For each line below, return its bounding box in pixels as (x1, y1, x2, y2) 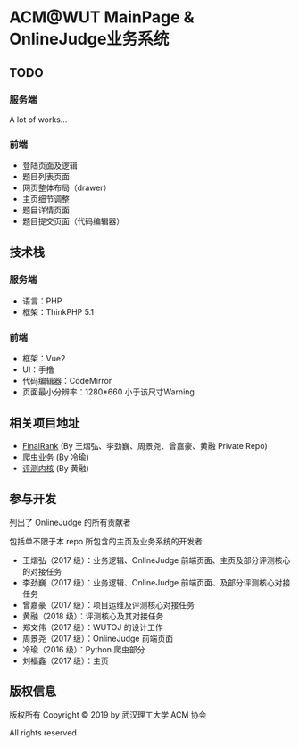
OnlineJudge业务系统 (9, 29, 170, 49)
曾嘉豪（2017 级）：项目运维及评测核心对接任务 (21, 599, 195, 610)
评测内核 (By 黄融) (21, 462, 89, 473)
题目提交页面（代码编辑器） (21, 216, 125, 227)
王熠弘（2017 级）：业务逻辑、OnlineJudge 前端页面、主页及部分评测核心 (21, 554, 291, 565)
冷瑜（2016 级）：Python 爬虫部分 (21, 643, 145, 654)
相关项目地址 (9, 415, 80, 430)
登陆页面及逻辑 (21, 160, 78, 171)
